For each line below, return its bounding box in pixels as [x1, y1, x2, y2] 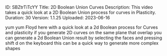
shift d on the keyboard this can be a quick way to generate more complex [5, 40, 159, 46]
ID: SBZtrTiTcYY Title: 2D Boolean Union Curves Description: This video [5, 4, 153, 10]
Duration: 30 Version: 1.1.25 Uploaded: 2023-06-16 [5, 15, 110, 20]
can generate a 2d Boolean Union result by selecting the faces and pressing [5, 35, 162, 41]
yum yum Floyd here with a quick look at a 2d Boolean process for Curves [5, 24, 158, 30]
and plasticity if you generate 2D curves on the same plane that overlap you [5, 30, 162, 35]
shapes [5, 46, 21, 51]
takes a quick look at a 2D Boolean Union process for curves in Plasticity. [5, 9, 156, 15]
